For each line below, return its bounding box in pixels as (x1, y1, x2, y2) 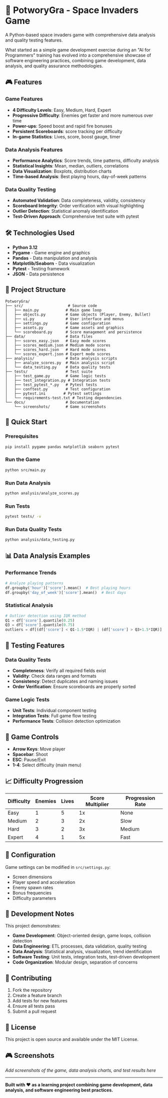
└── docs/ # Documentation (5, 400, 99, 405)
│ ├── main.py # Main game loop (5, 307, 101, 312)
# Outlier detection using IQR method (5, 613, 86, 618)
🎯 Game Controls (5, 732, 59, 741)
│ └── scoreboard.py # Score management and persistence (5, 330, 142, 335)
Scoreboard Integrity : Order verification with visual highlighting (12, 203, 144, 209)
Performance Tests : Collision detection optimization (12, 718, 121, 724)
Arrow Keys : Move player (12, 746, 65, 752)
